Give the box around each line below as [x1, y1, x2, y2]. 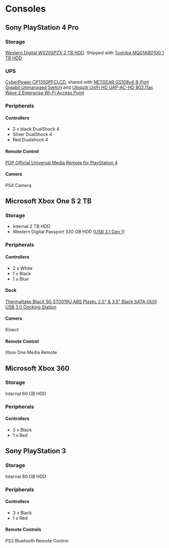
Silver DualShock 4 [12, 132, 52, 138]
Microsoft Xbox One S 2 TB [5, 197, 92, 206]
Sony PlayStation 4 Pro [5, 23, 79, 32]
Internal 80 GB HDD [5, 473, 46, 479]
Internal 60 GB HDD [5, 390, 46, 396]
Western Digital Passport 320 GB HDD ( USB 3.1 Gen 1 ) [12, 229, 125, 235]
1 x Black [12, 270, 31, 276]
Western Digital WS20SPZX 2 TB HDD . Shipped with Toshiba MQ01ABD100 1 [5, 49, 164, 55]
